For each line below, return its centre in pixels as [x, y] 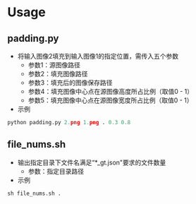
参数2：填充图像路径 [58, 74]
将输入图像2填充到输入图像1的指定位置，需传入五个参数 [98, 56]
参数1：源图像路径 [54, 65]
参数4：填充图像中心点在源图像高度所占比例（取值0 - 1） [111, 91]
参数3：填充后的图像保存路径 [70, 83]
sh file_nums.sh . [34, 193]
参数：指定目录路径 [56, 171]
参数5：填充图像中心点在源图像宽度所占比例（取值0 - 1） [110, 100]
